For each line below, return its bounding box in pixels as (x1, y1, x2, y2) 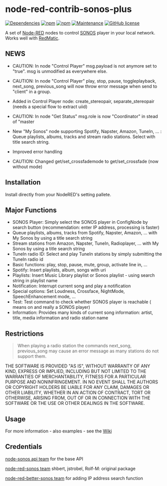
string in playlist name (12, 278, 58, 284)
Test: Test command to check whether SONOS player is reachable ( (12, 299, 152, 305)
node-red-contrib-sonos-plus (5, 4, 132, 15)
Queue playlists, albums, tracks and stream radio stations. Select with (12, 134, 156, 140)
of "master (12, 119, 35, 125)
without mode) (12, 164, 43, 170)
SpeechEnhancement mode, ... (12, 294, 76, 300)
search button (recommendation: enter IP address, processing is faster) (12, 224, 160, 231)
